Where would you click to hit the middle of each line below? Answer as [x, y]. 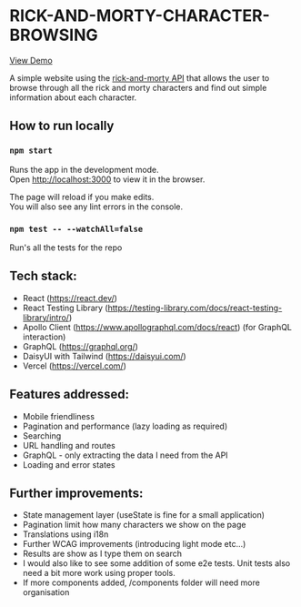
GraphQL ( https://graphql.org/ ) [80, 346]
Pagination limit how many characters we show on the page [134, 525]
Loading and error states [69, 464]
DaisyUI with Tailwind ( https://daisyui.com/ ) [104, 356]
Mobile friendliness [59, 416]
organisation [46, 592]
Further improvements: [76, 493]
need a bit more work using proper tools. [99, 573]
